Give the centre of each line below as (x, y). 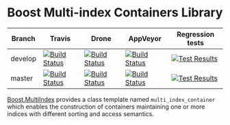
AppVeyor (145, 38)
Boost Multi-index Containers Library (115, 13)
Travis (60, 38)
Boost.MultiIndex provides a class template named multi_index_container (111, 99)
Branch (23, 38)
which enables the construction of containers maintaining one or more (106, 107)
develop (24, 58)
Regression (196, 34)
